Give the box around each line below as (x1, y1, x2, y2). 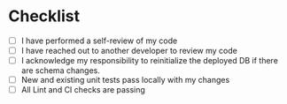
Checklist (8, 6, 81, 26)
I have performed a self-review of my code (20, 35, 178, 46)
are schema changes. (20, 65, 101, 76)
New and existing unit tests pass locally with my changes (20, 75, 230, 85)
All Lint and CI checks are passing (20, 85, 145, 95)
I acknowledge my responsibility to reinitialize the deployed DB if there (20, 56, 278, 66)
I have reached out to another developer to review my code (20, 46, 238, 56)
